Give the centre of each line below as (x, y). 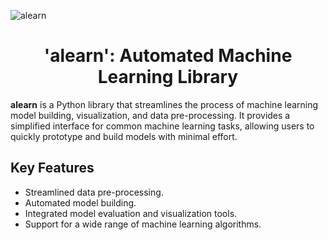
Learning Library (168, 77)
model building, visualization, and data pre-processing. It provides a (150, 115)
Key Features (52, 168)
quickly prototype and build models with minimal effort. (124, 136)
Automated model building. (80, 202)
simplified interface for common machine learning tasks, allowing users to (162, 126)
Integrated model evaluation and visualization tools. (131, 213)
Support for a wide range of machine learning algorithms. (143, 224)
